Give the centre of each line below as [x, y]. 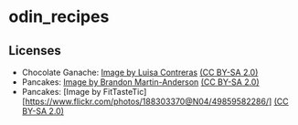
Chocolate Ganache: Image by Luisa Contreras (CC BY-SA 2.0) [140, 72]
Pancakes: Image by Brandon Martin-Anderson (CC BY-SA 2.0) [140, 82]
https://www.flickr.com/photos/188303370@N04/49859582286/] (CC [157, 101]
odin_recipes [59, 17]
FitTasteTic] [125, 92]
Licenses [35, 51]
